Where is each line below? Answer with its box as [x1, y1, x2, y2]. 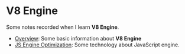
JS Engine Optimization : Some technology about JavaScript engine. [14, 41, 180, 48]
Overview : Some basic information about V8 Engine [14, 35, 142, 42]
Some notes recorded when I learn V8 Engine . [6, 23, 119, 31]
